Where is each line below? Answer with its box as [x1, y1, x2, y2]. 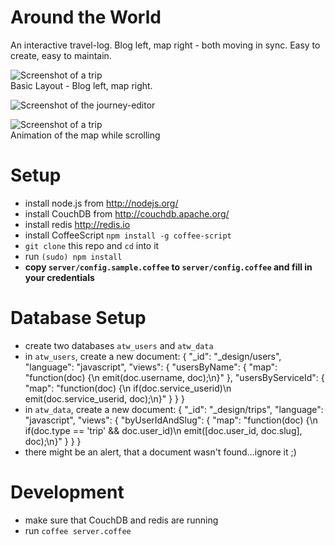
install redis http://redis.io [24, 218, 131, 230]
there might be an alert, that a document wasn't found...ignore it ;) [24, 446, 297, 458]
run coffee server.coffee [24, 524, 132, 536]
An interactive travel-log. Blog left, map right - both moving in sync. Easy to [10, 39, 321, 51]
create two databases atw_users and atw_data [24, 339, 214, 351]
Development [10, 481, 125, 503]
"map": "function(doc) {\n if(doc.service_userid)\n [24, 382, 232, 394]
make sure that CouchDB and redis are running [24, 514, 219, 526]
